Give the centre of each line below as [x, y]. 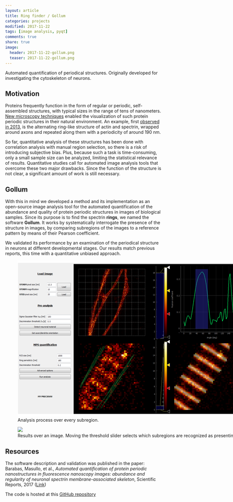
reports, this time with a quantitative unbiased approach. [63, 253]
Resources [22, 451]
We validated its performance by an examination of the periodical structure [82, 243]
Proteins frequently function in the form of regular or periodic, [68, 106]
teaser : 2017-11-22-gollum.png [42, 58]
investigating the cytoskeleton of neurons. [48, 78]
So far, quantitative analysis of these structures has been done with [74, 142]
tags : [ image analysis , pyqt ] [37, 32]
